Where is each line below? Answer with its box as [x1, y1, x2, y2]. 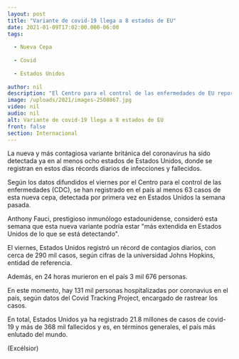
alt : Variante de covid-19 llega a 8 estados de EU [7, 116, 164, 123]
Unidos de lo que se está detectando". [7, 229, 119, 239]
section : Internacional [7, 130, 78, 137]
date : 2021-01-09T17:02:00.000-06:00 [7, 24, 119, 31]
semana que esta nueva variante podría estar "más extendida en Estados [7, 222, 222, 231]
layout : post [7, 10, 46, 18]
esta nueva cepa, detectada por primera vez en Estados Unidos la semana [7, 193, 225, 202]
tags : [7, 30, 23, 38]
